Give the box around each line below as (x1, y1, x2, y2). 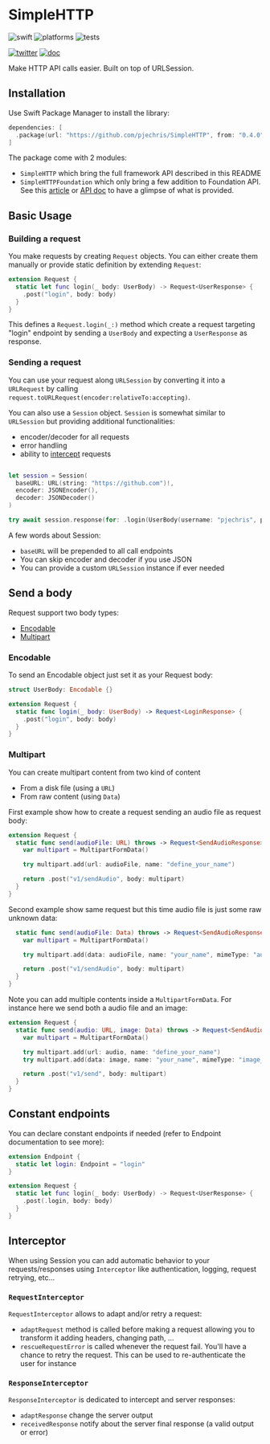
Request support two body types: (8, 607, 119, 617)
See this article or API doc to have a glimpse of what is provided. (19, 186, 235, 195)
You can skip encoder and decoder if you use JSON (19, 554, 193, 564)
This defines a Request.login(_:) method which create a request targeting (8, 320, 256, 329)
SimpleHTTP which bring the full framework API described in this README (19, 169, 262, 178)
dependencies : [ (8, 123, 63, 132)
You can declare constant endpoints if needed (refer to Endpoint (8, 1128, 222, 1138)
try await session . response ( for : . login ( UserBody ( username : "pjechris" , (8, 516, 257, 524)
